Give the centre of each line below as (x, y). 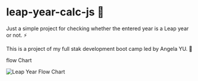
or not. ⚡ (17, 35)
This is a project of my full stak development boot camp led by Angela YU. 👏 (99, 48)
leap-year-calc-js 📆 (55, 12)
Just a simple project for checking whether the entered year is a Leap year (98, 28)
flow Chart (19, 60)
